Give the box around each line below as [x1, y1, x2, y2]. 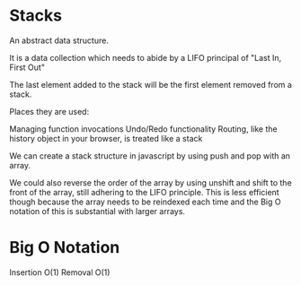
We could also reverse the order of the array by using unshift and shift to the [9, 177, 292, 188]
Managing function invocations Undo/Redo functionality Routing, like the [9, 123, 278, 134]
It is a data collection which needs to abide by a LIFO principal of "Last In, [9, 52, 282, 63]
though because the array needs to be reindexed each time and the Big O [9, 196, 281, 207]
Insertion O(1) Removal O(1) [9, 266, 111, 278]
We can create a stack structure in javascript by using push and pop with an [9, 150, 290, 161]
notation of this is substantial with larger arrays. [9, 205, 186, 216]
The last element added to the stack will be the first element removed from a [9, 79, 292, 90]
